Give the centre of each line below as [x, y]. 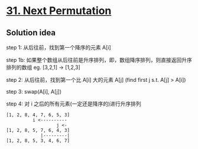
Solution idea [31, 33]
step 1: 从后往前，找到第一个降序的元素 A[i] [59, 47]
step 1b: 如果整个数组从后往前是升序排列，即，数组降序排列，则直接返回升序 [99, 60]
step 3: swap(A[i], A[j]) [34, 92]
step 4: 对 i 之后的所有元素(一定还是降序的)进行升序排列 [74, 104]
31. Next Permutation [59, 11]
